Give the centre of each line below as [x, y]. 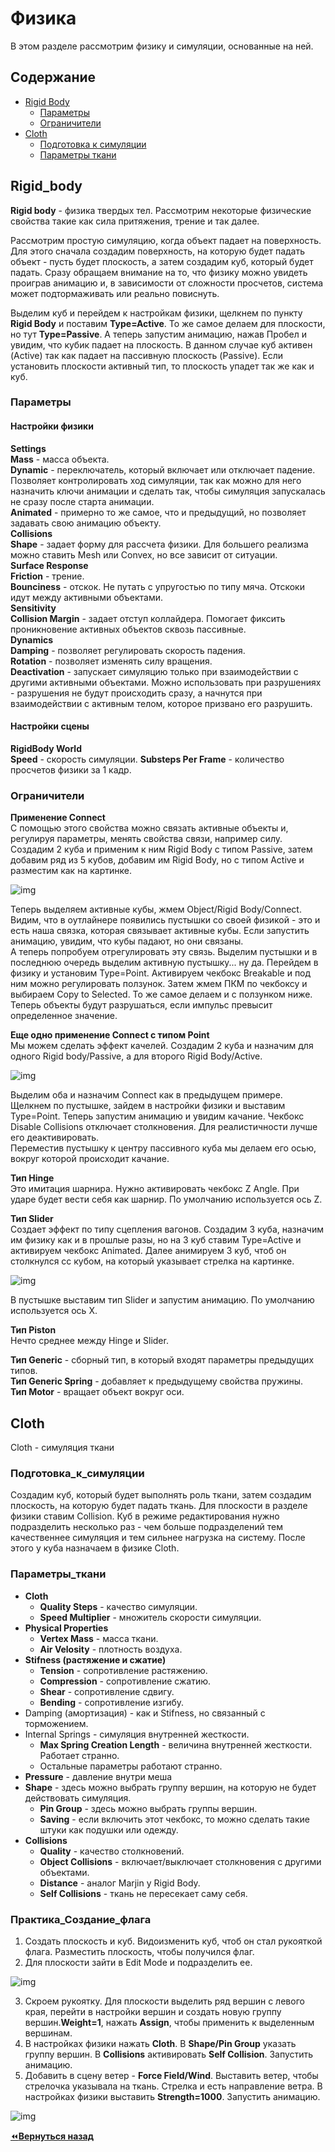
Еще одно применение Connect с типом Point [110, 1035]
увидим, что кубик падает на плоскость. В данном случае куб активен [161, 344]
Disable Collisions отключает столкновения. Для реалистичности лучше [164, 1127]
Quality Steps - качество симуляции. [118, 1606]
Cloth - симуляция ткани [62, 1447]
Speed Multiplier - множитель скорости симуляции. [150, 1617]
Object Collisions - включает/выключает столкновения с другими [180, 1861]
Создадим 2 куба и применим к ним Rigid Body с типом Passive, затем [161, 849]
